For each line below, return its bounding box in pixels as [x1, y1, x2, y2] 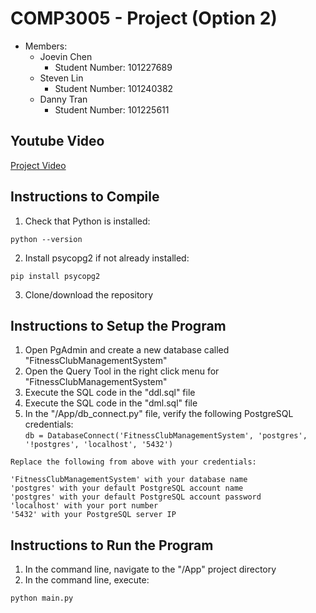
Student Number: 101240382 [54, 82, 174, 94]
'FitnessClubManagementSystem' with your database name [10, 475, 248, 485]
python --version [10, 234, 83, 244]
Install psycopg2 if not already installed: [24, 252, 190, 264]
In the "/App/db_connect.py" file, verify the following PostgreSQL [24, 408, 294, 420]
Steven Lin [39, 72, 84, 84]
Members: [24, 40, 68, 52]
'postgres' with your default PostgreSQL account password [10, 492, 262, 502]
